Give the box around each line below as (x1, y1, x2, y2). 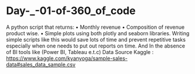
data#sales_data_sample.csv (6, 60, 76, 68)
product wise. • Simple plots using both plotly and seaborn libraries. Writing (6, 29, 190, 36)
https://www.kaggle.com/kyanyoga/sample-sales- (6, 55, 128, 62)
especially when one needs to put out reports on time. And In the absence (6, 42, 186, 49)
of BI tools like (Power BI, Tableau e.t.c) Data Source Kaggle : (6, 48, 154, 55)
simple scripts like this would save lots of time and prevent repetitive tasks (6, 36, 186, 43)
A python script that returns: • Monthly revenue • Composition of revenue (6, 23, 185, 31)
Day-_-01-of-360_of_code (6, 4, 136, 18)
